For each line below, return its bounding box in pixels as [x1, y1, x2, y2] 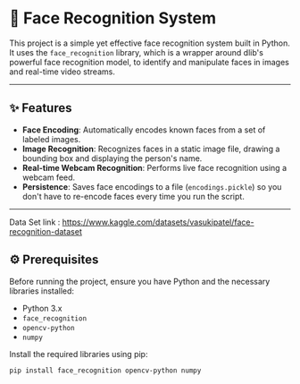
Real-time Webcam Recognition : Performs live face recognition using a [21, 162, 287, 173]
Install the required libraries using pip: [9, 348, 148, 359]
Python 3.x [21, 303, 62, 313]
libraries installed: [9, 286, 74, 296]
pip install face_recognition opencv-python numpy [9, 366, 202, 375]
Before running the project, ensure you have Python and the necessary [9, 276, 271, 286]
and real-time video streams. [9, 66, 116, 77]
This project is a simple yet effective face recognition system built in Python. [9, 38, 290, 48]
